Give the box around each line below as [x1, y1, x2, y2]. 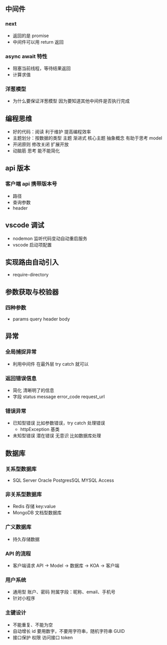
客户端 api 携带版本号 [5, 181, 57, 188]
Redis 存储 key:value [12, 504, 56, 510]
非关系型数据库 [5, 491, 42, 498]
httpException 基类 [20, 426, 60, 433]
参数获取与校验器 [5, 288, 59, 296]
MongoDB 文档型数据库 [12, 510, 62, 516]
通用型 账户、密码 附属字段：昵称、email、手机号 [12, 589, 116, 595]
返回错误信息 [5, 375, 37, 382]
